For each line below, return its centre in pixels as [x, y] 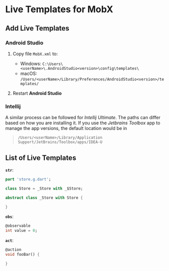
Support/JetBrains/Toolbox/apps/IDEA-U [60, 142]
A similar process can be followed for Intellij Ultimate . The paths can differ [83, 118]
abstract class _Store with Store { [44, 198]
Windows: [31, 63]
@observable [18, 226]
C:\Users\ [53, 64]
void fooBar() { [22, 255]
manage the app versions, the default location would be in [66, 128]
